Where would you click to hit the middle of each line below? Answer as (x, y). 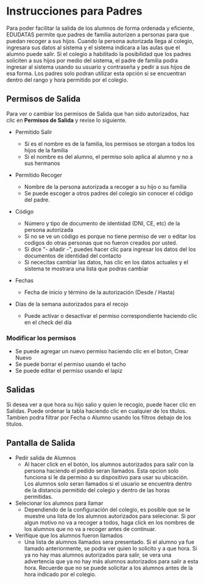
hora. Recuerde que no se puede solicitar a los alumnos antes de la (108, 568)
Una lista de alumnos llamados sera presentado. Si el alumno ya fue (109, 542)
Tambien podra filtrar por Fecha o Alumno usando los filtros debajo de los (99, 417)
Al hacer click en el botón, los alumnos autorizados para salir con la (109, 464)
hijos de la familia (46, 150)
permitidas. (38, 496)
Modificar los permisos (41, 338)
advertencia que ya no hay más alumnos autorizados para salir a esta (111, 561)
